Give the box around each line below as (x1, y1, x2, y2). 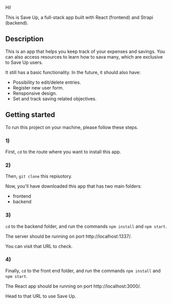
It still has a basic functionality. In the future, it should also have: (5, 69, 141, 75)
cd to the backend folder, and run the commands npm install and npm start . (5, 223, 167, 229)
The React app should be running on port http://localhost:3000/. (5, 283, 141, 289)
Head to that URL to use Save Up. (5, 293, 77, 299)
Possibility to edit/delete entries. (12, 79, 81, 85)
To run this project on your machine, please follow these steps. (5, 124, 139, 130)
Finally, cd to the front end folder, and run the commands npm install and (5, 267, 161, 274)
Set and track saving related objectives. (12, 95, 97, 102)
